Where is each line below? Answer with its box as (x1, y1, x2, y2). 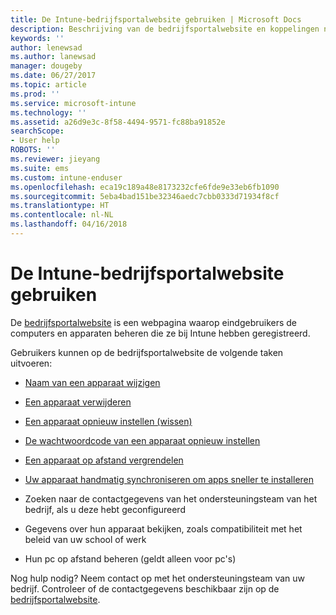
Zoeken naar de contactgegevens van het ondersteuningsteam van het (24, 492, 318, 505)
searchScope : (10, 126, 65, 136)
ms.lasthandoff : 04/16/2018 (10, 219, 128, 230)
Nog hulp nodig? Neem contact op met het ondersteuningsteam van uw (10, 572, 306, 584)
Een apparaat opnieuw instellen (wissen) (24, 415, 193, 427)
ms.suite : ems (10, 163, 70, 173)
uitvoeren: (10, 357, 53, 369)
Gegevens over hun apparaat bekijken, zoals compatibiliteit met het (24, 522, 303, 535)
